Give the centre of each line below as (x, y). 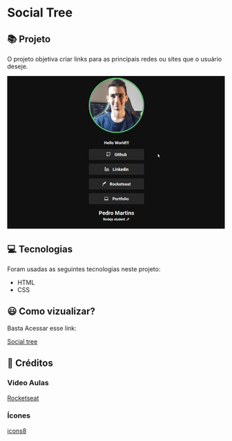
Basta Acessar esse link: (42, 328)
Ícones (19, 415)
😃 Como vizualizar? (51, 312)
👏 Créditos (30, 363)
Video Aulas (28, 383)
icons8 (17, 431)
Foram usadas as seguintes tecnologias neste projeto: (84, 269)
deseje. (18, 66)
